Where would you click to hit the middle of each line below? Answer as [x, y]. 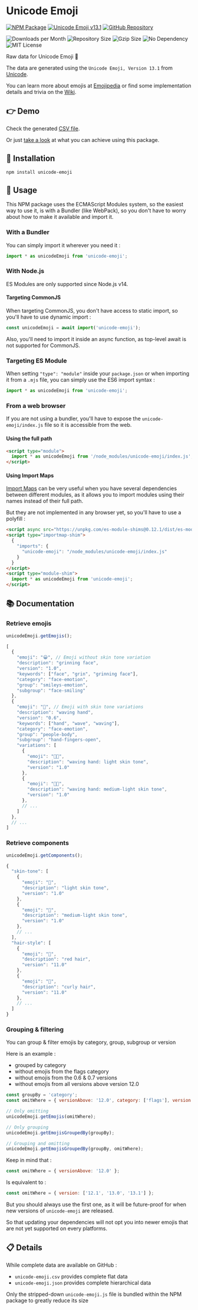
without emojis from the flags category [62, 1072]
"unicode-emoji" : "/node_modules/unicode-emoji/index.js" [94, 552]
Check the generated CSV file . [43, 128]
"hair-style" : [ [31, 943]
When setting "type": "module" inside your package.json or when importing [98, 374]
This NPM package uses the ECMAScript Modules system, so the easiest [95, 205]
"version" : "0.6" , [39, 718]
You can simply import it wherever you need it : [63, 245]
